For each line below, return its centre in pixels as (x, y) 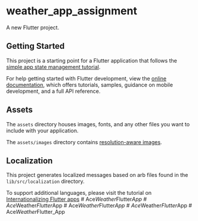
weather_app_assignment (72, 11)
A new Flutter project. (33, 27)
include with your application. (42, 130)
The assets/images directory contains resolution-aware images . (84, 142)
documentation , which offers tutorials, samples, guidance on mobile (89, 85)
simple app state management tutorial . (53, 67)
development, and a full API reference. (53, 91)
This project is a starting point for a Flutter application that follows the (92, 60)
